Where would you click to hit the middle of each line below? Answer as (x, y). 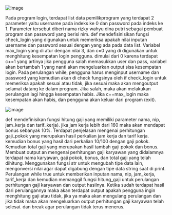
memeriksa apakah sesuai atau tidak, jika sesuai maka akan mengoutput (82, 83)
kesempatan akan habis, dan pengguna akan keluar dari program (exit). (81, 100)
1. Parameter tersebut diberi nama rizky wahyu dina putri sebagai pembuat (84, 29)
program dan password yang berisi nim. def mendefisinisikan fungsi (77, 34)
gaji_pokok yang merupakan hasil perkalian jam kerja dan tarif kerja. (77, 136)
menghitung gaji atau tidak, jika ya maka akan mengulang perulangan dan (83, 196)
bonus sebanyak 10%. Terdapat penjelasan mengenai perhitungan (75, 130)
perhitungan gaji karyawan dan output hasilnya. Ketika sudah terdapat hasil (85, 185)
